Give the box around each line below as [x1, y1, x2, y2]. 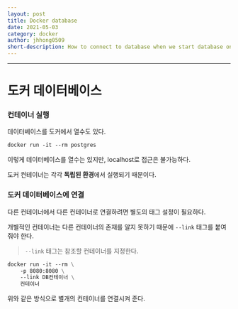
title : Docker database [7, 17, 78, 24]
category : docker [7, 30, 59, 38]
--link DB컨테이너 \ [20, 274, 75, 281]
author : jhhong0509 [7, 37, 65, 44]
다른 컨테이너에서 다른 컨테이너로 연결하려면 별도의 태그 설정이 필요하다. [7, 207, 206, 216]
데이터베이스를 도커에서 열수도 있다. [7, 127, 106, 136]
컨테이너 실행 [7, 110, 50, 120]
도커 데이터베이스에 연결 [7, 190, 85, 200]
